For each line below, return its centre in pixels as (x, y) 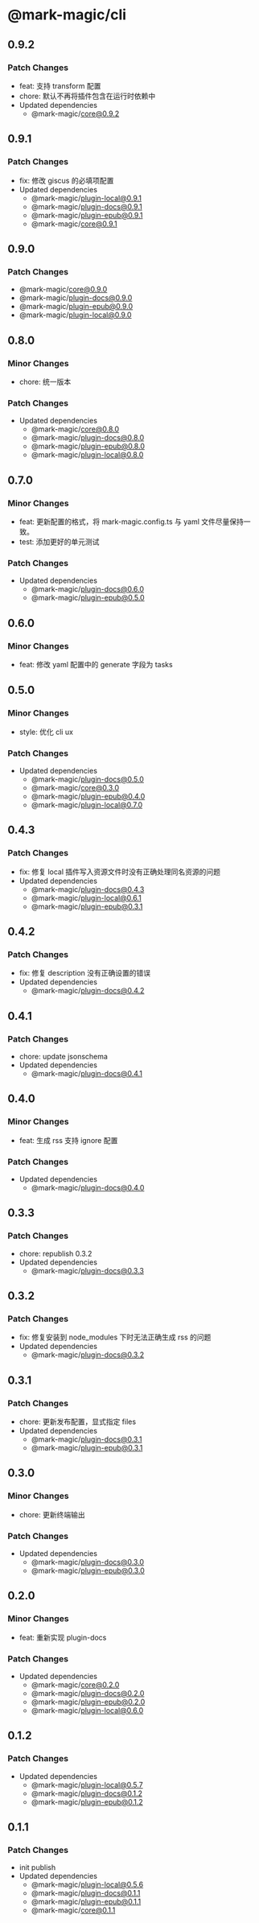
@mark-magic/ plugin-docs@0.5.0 (87, 779)
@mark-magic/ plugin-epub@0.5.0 (88, 598)
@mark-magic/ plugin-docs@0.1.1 (86, 1893)
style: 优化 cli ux (46, 732)
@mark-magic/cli (67, 15)
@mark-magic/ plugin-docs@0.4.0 (88, 1187)
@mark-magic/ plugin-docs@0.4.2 (88, 991)
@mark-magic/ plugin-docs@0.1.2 (86, 1793)
